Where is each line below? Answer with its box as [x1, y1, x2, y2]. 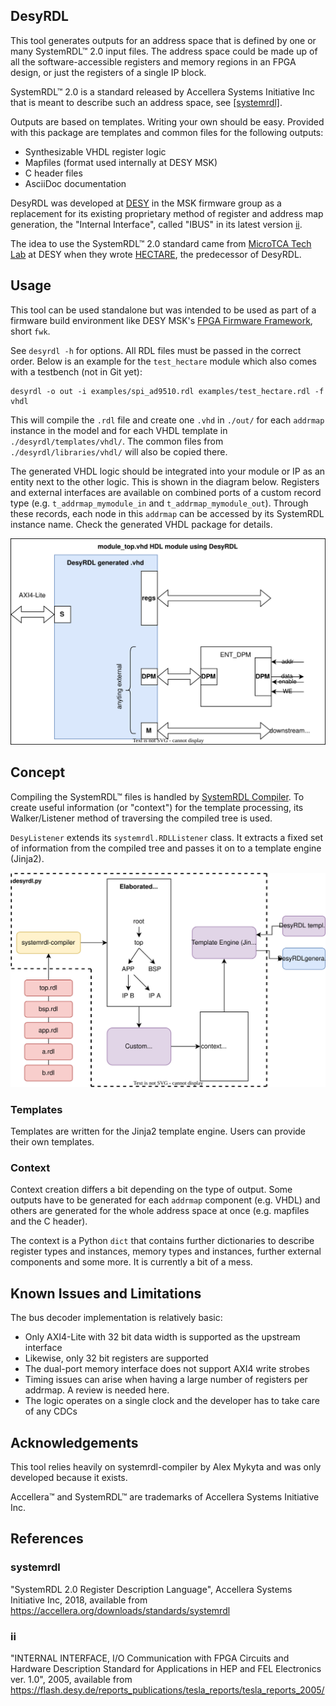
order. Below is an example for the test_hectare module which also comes [10, 355, 317, 367]
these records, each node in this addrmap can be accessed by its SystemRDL [10, 507, 325, 519]
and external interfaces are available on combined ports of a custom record [10, 486, 322, 498]
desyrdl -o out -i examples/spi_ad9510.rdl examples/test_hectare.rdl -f [10, 386, 325, 396]
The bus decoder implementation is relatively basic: [10, 1312, 223, 1324]
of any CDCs [24, 1405, 78, 1418]
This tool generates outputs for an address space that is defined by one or [10, 34, 317, 46]
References [10, 1530, 84, 1548]
